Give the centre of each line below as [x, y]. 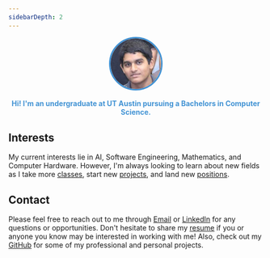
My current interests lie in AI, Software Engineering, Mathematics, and [125, 157]
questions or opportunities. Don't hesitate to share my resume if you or [127, 228]
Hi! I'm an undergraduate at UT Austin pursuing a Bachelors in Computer [136, 104]
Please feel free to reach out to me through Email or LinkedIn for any [122, 219]
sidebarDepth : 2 [36, 17]
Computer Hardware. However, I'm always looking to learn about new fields [134, 166]
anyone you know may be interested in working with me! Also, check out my [135, 237]
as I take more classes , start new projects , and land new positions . [119, 175]
